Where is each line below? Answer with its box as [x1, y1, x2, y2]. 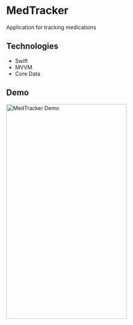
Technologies [6, 41, 59, 51]
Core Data [14, 70, 41, 77]
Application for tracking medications [6, 24, 96, 31]
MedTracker [6, 4, 69, 18]
